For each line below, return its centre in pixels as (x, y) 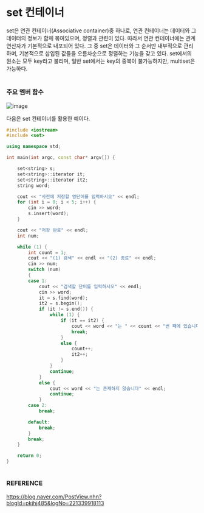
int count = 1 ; (47, 253)
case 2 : (38, 406)
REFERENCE (25, 483)
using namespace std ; (34, 147)
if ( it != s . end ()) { (66, 309)
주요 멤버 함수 (25, 92)
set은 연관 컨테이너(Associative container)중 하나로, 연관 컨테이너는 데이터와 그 (101, 30)
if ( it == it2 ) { (82, 320)
